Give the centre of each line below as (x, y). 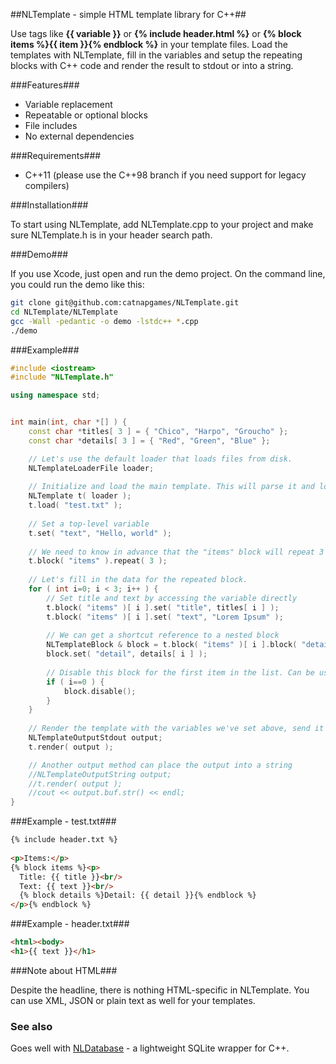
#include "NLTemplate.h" (62, 377)
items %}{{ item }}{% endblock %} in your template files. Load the (149, 44)
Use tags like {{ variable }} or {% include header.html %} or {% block (156, 33)
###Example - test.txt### (63, 821)
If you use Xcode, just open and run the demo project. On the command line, (168, 273)
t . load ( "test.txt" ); (75, 505)
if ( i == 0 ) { (75, 682)
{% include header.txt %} (64, 840)
